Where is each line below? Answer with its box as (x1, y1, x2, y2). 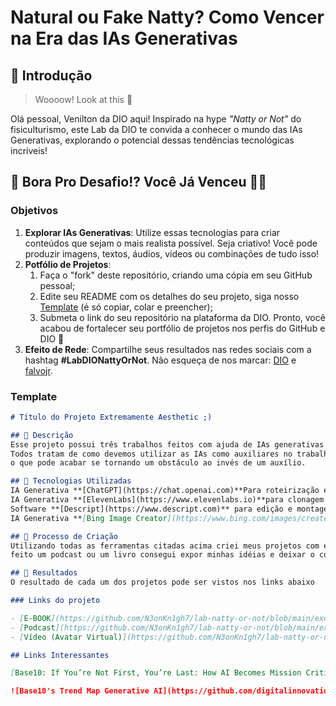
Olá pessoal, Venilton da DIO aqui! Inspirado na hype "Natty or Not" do (10, 113, 302, 125)
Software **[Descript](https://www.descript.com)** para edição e (10, 504, 293, 514)
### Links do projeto (10, 596, 101, 606)
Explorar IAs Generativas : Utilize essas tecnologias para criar (24, 226, 281, 238)
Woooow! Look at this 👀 (34, 94, 133, 105)
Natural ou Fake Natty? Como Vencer (10, 6, 325, 29)
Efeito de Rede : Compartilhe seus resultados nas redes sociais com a (24, 343, 312, 355)
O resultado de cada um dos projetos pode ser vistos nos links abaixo (10, 577, 315, 588)
